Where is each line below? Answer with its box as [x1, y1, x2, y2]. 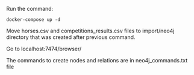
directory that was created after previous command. [6, 34, 136, 41]
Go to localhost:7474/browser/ [6, 45, 82, 52]
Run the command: [6, 5, 54, 12]
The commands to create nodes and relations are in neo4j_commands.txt [6, 57, 188, 64]
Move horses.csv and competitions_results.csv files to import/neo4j [6, 27, 175, 34]
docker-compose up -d [6, 17, 61, 23]
